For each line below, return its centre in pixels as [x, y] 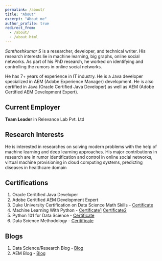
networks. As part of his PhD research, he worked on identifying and [74, 61]
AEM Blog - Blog [29, 253]
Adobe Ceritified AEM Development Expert [55, 200]
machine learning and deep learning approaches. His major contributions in [81, 152]
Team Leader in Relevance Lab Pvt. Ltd [45, 119]
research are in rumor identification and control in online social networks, [79, 157]
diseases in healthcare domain [36, 167]
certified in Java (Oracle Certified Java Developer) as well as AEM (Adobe [80, 87]
